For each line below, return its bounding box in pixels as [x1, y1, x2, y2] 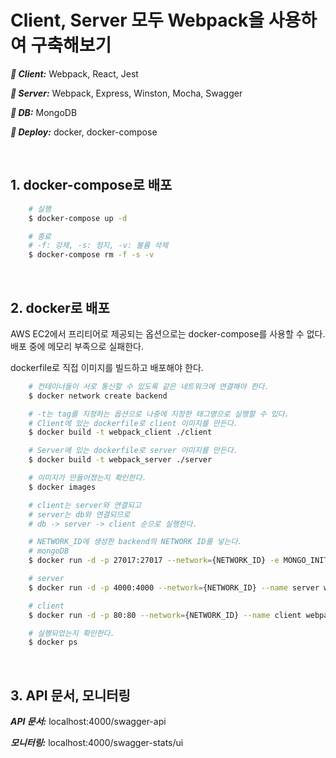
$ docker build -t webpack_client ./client [28, 427, 213, 438]
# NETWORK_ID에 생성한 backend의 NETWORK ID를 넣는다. [28, 537, 243, 547]
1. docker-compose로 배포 [10, 177, 173, 194]
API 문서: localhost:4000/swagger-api [10, 716, 167, 728]
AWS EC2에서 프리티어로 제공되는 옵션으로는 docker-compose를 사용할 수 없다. [10, 327, 326, 340]
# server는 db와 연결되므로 [28, 509, 131, 520]
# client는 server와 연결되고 [28, 500, 142, 510]
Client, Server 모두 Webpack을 [10, 9, 265, 32]
